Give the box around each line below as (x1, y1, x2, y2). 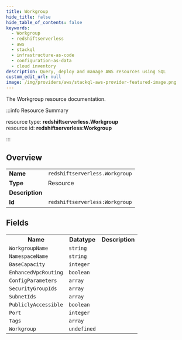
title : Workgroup (6, 8, 49, 15)
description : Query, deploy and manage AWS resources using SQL (6, 69, 166, 74)
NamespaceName (9, 253, 49, 260)
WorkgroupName (9, 244, 49, 251)
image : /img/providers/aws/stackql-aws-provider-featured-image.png (6, 80, 177, 86)
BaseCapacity (9, 261, 46, 267)
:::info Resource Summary (6, 107, 69, 114)
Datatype (69, 235, 95, 243)
